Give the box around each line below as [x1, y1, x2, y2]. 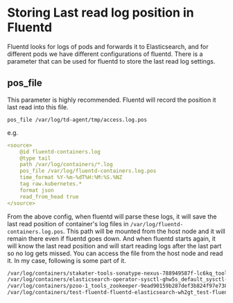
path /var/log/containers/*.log [19, 161, 113, 168]
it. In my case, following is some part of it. [7, 256, 126, 264]
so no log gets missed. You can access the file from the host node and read [7, 249, 223, 257]
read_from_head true [19, 193, 79, 200]
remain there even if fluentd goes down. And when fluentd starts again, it [7, 234, 216, 243]
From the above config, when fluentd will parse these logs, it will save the [7, 212, 217, 221]
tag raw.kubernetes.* [19, 181, 82, 187]
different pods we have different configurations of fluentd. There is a [7, 50, 203, 58]
